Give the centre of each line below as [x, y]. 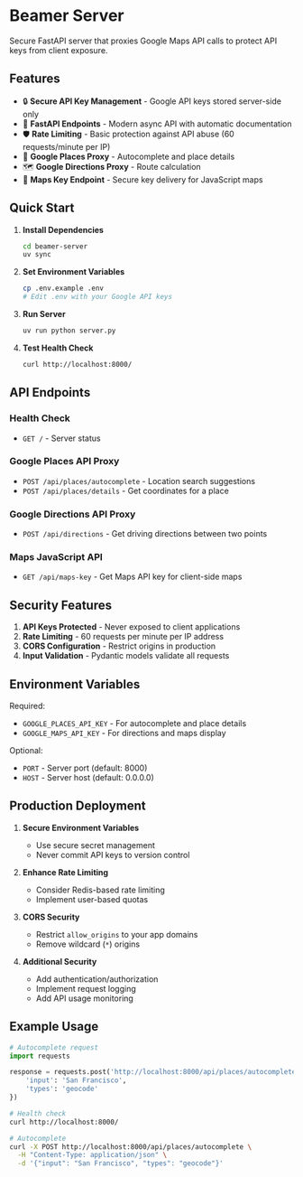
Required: [28, 706]
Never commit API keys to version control [113, 855]
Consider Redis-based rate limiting [100, 890]
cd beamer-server [55, 246]
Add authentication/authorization [97, 979]
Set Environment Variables [73, 272]
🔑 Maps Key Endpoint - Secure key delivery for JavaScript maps [142, 179]
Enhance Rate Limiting [65, 872]
